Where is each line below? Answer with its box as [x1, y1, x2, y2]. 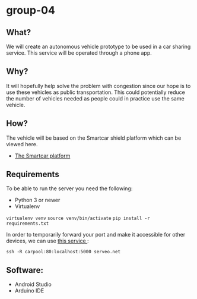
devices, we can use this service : [6, 237, 89, 244]
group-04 [6, 4, 55, 17]
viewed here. [6, 140, 38, 147]
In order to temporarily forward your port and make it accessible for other [6, 231, 186, 238]
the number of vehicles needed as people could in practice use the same [6, 95, 185, 102]
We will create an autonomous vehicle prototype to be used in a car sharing [6, 43, 191, 50]
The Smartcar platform [14, 152, 71, 159]
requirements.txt [6, 221, 49, 226]
